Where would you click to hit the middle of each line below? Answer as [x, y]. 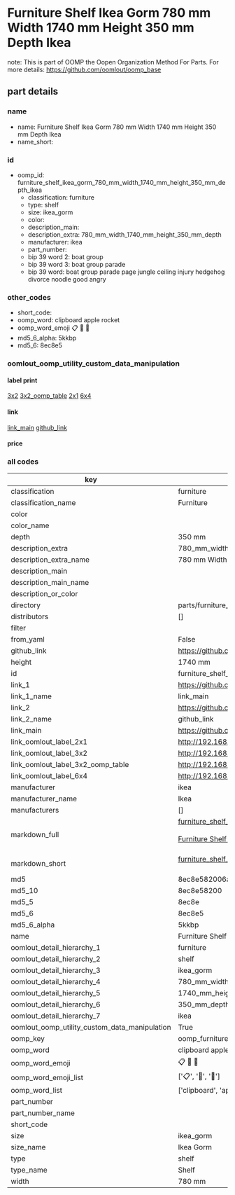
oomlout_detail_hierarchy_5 [56, 993]
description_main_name [50, 583]
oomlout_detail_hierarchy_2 [56, 959]
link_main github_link [37, 427]
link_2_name [31, 719]
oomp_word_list [37, 1091]
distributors [30, 616]
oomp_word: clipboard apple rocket [69, 320]
